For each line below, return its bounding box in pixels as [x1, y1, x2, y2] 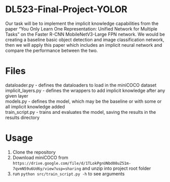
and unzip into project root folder [82, 165, 151, 171]
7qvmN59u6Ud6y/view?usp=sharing [12, 166, 81, 171]
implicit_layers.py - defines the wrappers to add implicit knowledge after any [5, 87, 165, 94]
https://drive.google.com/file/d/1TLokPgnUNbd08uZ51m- [12, 161, 131, 166]
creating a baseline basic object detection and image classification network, [5, 37, 164, 43]
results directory [5, 114, 40, 120]
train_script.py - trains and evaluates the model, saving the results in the [5, 109, 156, 115]
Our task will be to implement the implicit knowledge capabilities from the [5, 20, 159, 26]
